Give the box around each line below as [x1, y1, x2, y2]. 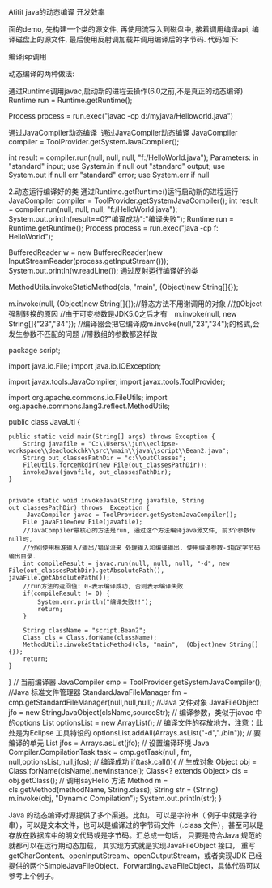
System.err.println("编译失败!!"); [37, 598, 152, 606]
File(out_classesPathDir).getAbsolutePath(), [8, 567, 164, 575]
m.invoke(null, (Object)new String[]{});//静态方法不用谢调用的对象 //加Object [8, 299, 263, 308]
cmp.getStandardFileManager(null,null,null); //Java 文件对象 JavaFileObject [8, 697, 259, 707]
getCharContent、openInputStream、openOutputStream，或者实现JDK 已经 [8, 851, 263, 860]
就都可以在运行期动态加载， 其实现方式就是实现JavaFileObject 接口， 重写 [8, 841, 256, 850]
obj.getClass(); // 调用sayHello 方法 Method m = [8, 776, 168, 785]
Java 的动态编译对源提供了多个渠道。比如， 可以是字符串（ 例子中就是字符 [8, 810, 257, 820]
